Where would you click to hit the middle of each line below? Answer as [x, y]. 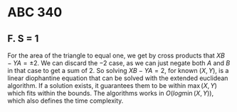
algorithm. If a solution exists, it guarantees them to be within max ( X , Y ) [112, 85]
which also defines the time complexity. [65, 101]
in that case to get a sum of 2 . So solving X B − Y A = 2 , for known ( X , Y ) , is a [118, 71]
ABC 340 [35, 12]
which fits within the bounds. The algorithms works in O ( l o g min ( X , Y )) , [111, 93]
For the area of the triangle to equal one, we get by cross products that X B [116, 55]
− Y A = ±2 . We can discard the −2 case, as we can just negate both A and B [119, 63]
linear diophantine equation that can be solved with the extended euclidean [118, 78]
